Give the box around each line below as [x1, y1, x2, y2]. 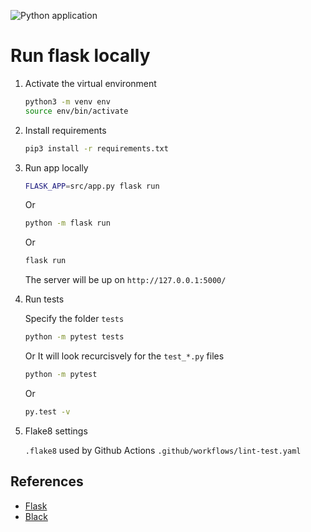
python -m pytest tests [24, 332, 125, 342]
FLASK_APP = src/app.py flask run [24, 181, 160, 191]
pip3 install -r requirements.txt [24, 143, 169, 154]
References [10, 473, 84, 490]
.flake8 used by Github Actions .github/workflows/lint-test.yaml [24, 444, 302, 456]
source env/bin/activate [24, 106, 129, 116]
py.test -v [24, 406, 71, 417]
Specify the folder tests [24, 313, 125, 325]
